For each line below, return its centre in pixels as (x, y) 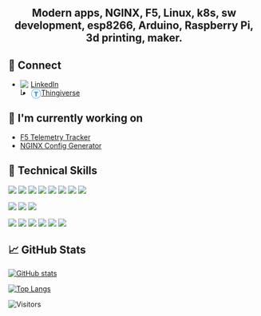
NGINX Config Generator (61, 146)
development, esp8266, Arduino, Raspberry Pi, (134, 26)
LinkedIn (45, 85)
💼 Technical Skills (53, 171)
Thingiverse (61, 93)
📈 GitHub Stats (47, 250)
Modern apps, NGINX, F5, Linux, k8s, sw (134, 13)
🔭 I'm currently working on (76, 118)
